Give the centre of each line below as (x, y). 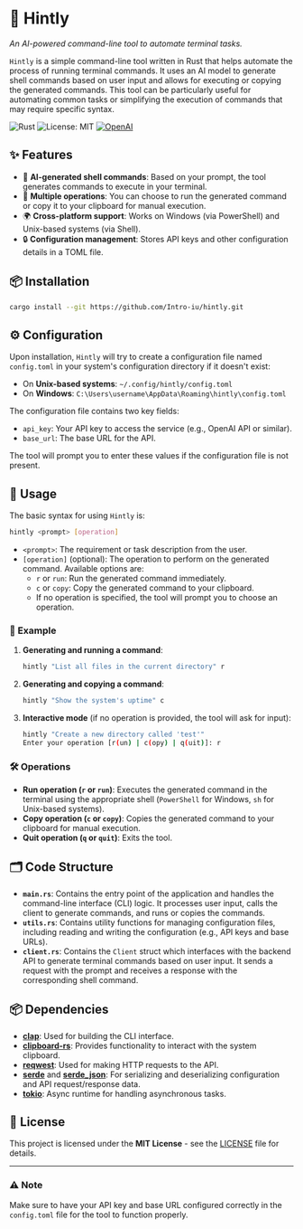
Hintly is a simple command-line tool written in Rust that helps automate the (151, 61)
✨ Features (41, 155)
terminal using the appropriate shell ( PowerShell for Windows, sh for (148, 799)
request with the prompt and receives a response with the (130, 970)
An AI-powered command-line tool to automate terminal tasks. (126, 43)
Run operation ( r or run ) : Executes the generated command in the (145, 789)
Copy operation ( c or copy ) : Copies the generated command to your (148, 818)
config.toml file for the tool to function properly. (99, 1215)
